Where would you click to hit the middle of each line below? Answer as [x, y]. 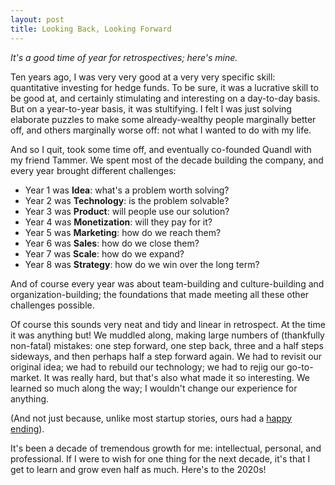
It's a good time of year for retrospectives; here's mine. [124, 57]
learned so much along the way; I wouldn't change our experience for [154, 388]
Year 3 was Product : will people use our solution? [127, 211]
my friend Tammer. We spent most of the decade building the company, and [167, 160]
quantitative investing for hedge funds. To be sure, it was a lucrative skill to [164, 87]
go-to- [300, 367]
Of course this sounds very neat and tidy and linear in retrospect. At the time [168, 324]
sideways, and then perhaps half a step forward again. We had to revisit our [166, 356]
